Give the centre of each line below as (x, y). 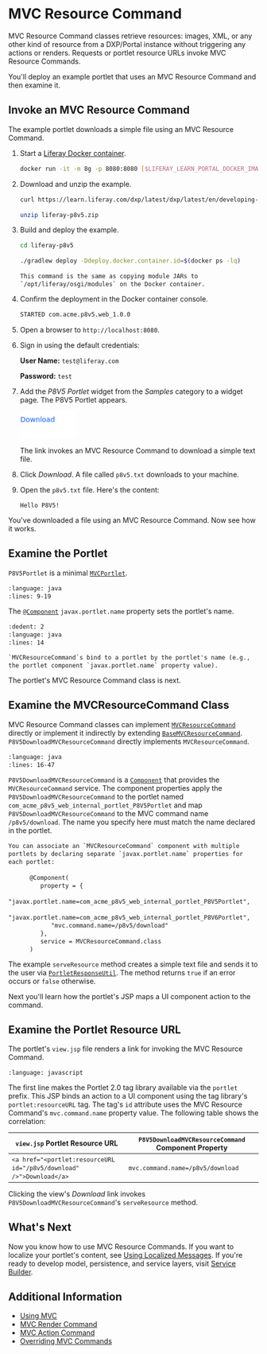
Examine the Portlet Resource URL (95, 1030)
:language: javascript (46, 1073)
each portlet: (32, 862)
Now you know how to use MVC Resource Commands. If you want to (121, 1247)
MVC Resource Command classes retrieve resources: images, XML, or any (130, 36)
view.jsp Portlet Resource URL (67, 1143)
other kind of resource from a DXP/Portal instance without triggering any (127, 44)
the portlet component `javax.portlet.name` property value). (113, 665)
